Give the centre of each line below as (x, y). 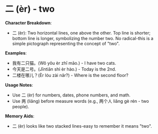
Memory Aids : (20, 116)
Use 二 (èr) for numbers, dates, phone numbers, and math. (71, 95)
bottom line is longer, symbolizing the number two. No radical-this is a (83, 38)
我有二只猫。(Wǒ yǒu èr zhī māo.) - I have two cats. (64, 63)
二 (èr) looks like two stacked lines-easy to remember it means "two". (82, 126)
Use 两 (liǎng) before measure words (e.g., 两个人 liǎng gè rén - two (80, 101)
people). (21, 106)
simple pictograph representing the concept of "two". (66, 43)
